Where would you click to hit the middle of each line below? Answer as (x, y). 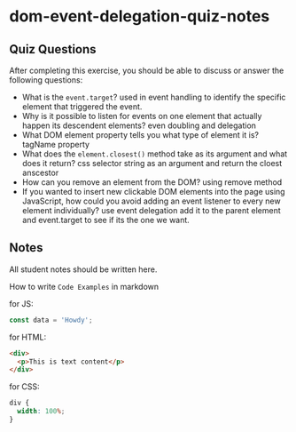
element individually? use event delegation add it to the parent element (151, 210)
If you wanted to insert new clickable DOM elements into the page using (153, 192)
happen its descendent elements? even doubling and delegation (139, 125)
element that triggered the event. (82, 107)
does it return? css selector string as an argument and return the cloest (152, 163)
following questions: (46, 80)
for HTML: (28, 337)
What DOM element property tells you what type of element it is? (140, 135)
